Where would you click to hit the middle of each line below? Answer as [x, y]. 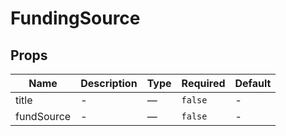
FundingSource [75, 18]
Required [203, 83]
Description [109, 83]
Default [253, 83]
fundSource [43, 116]
